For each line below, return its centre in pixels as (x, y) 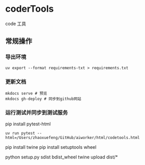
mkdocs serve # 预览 (26, 93)
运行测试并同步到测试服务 (37, 113)
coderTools (30, 9)
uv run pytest (20, 133)
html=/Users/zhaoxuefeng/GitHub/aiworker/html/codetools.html (72, 138)
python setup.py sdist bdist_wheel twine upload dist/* (62, 157)
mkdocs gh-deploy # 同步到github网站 (43, 99)
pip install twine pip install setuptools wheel (51, 147)
